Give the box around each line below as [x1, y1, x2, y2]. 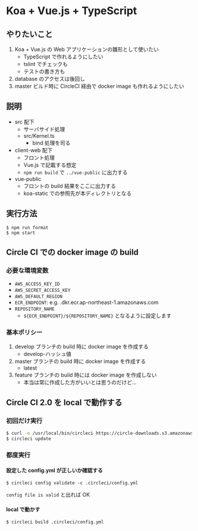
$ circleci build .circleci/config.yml [6, 519, 104, 525]
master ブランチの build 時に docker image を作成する [14, 358, 146, 365]
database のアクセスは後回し [14, 75, 85, 82]
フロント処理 [23, 154, 55, 161]
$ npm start [6, 230, 35, 236]
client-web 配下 [14, 146, 53, 154]
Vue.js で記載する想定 [23, 161, 77, 169]
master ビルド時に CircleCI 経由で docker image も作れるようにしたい [14, 83, 184, 90]
